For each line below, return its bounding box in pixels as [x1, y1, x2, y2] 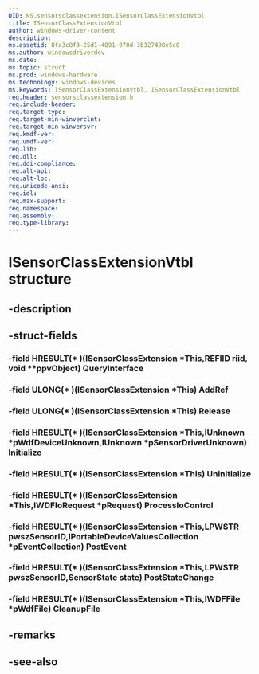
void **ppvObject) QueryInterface [8, 363, 144, 374]
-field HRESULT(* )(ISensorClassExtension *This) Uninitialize [8, 468, 252, 479]
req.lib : [8, 145, 37, 153]
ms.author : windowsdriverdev [8, 49, 105, 57]
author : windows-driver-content [8, 26, 116, 34]
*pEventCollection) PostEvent [8, 541, 127, 552]
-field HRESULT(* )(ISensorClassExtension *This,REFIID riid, [8, 353, 248, 364]
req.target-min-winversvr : [8, 123, 98, 131]
